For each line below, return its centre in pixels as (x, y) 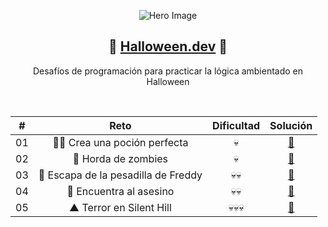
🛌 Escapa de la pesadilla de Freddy (120, 175)
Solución (291, 125)
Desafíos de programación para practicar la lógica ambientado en (168, 71)
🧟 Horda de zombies (120, 158)
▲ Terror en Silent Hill (120, 207)
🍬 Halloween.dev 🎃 (168, 46)
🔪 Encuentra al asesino (120, 191)
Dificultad (236, 125)
